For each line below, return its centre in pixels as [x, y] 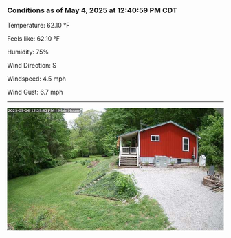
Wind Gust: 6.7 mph [35, 92]
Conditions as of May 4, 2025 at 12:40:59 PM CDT [92, 10]
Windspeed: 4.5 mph [37, 79]
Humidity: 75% [28, 52]
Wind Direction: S [32, 66]
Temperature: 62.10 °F [38, 26]
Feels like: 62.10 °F [34, 39]
